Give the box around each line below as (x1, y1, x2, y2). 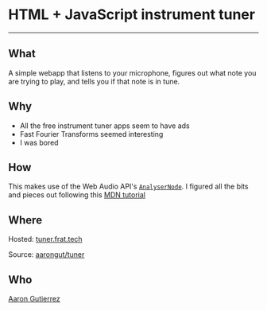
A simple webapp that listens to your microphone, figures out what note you (8, 68, 257, 77)
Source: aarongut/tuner (8, 250, 85, 259)
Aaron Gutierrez (8, 294, 61, 303)
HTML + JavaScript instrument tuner (8, 6, 256, 24)
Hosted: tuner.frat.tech (8, 235, 83, 244)
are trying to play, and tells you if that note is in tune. (8, 76, 180, 86)
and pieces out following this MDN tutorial (8, 190, 145, 200)
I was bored (19, 138, 59, 147)
